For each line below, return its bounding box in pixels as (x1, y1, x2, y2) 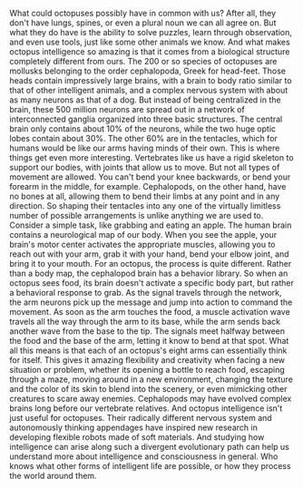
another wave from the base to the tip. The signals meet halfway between (9, 326, 286, 337)
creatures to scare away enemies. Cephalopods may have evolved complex (9, 394, 292, 404)
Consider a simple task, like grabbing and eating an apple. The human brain (9, 220, 292, 230)
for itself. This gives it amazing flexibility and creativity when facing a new (9, 355, 286, 366)
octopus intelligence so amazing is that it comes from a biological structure (9, 46, 290, 57)
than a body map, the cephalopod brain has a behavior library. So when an (9, 268, 288, 278)
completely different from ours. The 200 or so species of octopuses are (9, 56, 278, 66)
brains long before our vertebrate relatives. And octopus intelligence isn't (9, 403, 283, 414)
